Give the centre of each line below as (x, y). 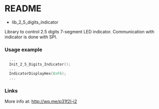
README (23, 9)
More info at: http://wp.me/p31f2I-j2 (41, 101)
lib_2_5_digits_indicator (35, 22)
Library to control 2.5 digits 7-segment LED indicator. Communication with (79, 31)
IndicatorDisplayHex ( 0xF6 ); (38, 73)
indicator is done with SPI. (31, 37)
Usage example (24, 50)
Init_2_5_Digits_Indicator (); (40, 64)
